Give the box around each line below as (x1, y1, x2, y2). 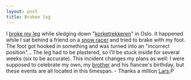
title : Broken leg (6, 14, 51, 20)
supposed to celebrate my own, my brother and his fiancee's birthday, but (6, 61, 184, 68)
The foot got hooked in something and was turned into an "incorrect (6, 42, 170, 50)
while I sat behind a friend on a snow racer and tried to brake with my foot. (6, 36, 186, 43)
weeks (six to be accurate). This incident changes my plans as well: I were (6, 55, 185, 62)
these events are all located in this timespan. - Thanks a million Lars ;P (6, 67, 174, 74)
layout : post (6, 8, 38, 15)
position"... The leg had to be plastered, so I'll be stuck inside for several (6, 48, 180, 55)
